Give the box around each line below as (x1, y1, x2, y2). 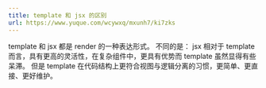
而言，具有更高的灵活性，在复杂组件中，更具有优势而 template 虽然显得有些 (8, 51, 256, 60)
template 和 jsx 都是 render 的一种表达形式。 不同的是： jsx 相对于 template (8, 41, 256, 51)
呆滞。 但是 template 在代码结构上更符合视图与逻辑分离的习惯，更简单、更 (8, 60, 252, 71)
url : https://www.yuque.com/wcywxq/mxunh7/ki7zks (8, 19, 176, 27)
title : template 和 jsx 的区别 (8, 11, 107, 20)
